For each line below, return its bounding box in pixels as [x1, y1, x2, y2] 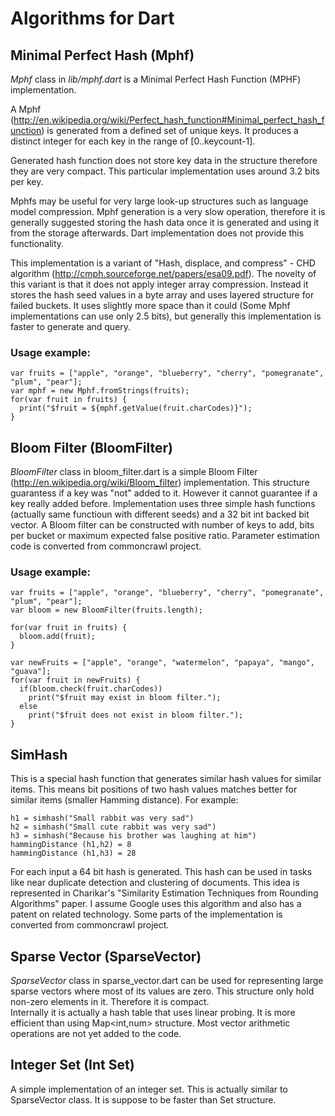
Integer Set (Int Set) [10, 1057, 135, 1074]
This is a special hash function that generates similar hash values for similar [10, 773, 322, 785]
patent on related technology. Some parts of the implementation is [10, 908, 283, 921]
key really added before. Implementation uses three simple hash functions [10, 498, 316, 510]
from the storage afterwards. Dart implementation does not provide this [10, 227, 305, 239]
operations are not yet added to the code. [10, 1028, 182, 1040]
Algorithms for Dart [10, 7, 175, 30]
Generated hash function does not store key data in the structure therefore [10, 155, 318, 166]
